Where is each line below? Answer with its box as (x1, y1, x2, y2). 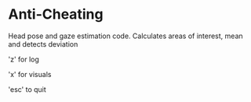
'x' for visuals (8, 69, 52, 79)
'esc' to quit (8, 84, 47, 94)
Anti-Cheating (8, 5, 104, 23)
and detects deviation (8, 39, 78, 48)
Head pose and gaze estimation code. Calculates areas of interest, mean (8, 31, 243, 40)
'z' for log (8, 55, 39, 64)
